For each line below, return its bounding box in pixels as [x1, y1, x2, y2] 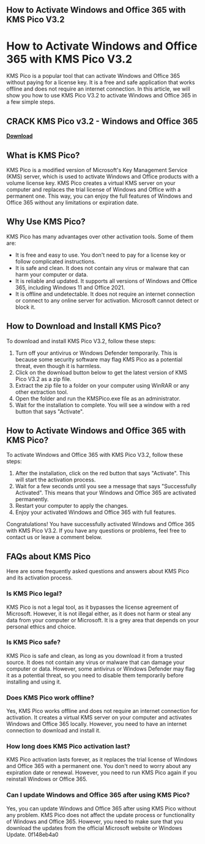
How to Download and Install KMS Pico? [6, 321, 162, 331]
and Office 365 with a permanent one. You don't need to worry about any [6, 763, 192, 770]
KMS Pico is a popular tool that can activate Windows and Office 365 [6, 72, 181, 80]
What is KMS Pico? [6, 150, 80, 160]
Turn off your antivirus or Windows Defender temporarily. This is [15, 349, 177, 356]
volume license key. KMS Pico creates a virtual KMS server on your [6, 179, 176, 186]
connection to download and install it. [6, 727, 101, 734]
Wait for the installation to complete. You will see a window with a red [15, 401, 190, 409]
